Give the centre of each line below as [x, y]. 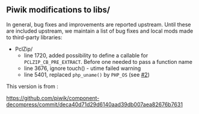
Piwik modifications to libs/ [58, 10]
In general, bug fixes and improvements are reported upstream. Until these [99, 24]
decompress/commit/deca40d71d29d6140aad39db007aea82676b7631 [95, 104]
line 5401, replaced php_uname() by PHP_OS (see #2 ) [87, 74]
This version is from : [32, 86]
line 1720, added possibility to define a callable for [86, 55]
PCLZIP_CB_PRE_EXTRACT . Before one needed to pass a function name [108, 62]
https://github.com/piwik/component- [53, 98]
